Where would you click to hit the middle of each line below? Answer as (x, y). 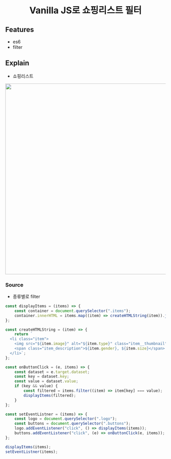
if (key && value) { (36, 386)
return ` (24, 334)
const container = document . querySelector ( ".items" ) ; (73, 311)
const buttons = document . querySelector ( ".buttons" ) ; (73, 424)
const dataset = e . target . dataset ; (52, 372)
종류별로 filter (26, 297)
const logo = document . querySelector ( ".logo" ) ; (66, 419)
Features (20, 29)
